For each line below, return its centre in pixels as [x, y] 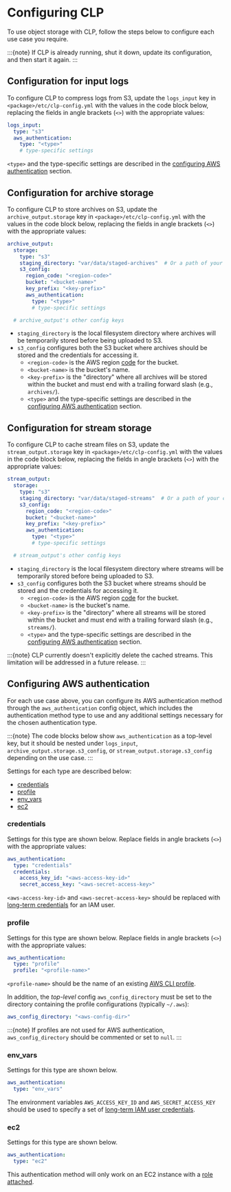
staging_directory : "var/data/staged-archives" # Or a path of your [121, 263]
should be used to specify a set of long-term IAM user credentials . [101, 1109]
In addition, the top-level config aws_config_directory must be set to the [109, 997]
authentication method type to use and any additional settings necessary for [115, 715]
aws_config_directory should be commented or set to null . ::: [95, 1037]
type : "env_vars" [38, 1089]
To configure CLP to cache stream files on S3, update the [88, 444]
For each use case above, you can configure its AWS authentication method [114, 700]
